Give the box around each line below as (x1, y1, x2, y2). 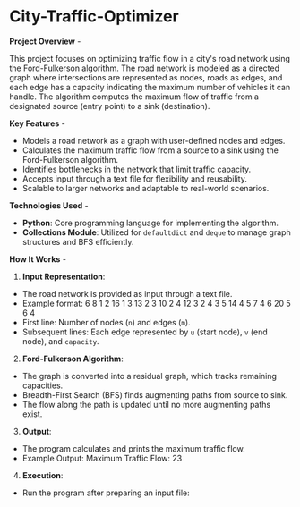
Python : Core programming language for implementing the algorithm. (21, 217, 279, 228)
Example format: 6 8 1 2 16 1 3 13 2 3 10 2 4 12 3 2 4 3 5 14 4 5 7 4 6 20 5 (21, 298, 291, 308)
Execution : (21, 469, 64, 480)
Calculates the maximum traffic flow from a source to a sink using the (21, 145, 279, 156)
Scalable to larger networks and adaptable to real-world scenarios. (21, 182, 270, 193)
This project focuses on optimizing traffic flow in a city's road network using (9, 53, 291, 63)
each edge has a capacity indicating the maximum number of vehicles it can (9, 81, 291, 92)
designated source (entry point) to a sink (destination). (9, 100, 210, 111)
